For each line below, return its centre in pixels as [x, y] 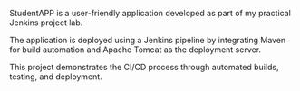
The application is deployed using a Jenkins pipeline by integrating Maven [148, 40]
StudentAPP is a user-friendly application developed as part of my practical [150, 13]
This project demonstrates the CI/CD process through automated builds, [144, 67]
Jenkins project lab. [46, 23]
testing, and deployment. [56, 77]
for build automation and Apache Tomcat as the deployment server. [135, 50]
